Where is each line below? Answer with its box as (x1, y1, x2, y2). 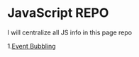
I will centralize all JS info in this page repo (7, 28, 133, 37)
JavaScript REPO (7, 5, 109, 21)
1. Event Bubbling (7, 42, 56, 50)
